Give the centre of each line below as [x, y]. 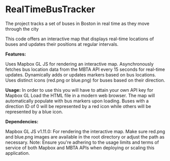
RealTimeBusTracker [50, 9]
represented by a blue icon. [34, 112]
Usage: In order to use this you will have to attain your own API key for [79, 90]
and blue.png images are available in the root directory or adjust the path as [85, 137]
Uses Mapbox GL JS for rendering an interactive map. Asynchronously [80, 64]
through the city [22, 29]
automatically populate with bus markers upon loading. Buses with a [77, 101]
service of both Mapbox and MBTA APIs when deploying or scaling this [80, 147]
